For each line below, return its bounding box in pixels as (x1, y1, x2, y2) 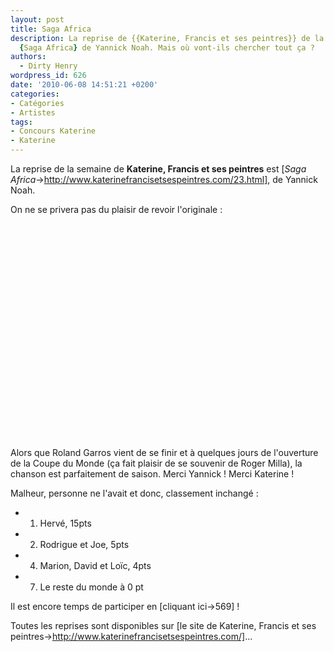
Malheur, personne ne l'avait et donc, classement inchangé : (10, 487, 259, 499)
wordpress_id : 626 (10, 71, 87, 81)
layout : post (10, 14, 65, 25)
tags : (10, 117, 33, 127)
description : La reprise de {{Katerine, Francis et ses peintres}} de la (10, 33, 325, 43)
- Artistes (10, 107, 56, 118)
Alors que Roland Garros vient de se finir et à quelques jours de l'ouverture (10, 447, 319, 458)
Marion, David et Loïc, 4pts (39, 560, 152, 571)
